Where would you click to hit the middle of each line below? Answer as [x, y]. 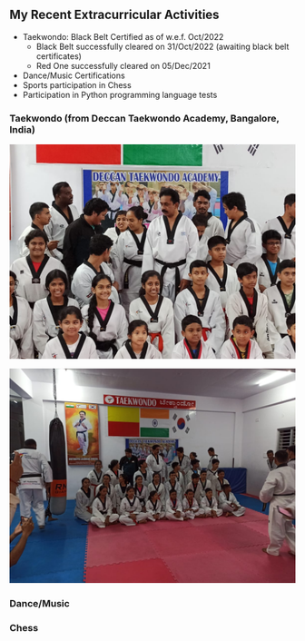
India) [23, 129]
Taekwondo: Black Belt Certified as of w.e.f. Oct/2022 [123, 36]
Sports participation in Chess [77, 84]
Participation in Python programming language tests [120, 94]
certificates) [59, 56]
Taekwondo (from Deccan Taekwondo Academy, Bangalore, [144, 118]
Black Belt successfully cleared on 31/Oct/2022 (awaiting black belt [162, 46]
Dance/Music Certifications [74, 75]
